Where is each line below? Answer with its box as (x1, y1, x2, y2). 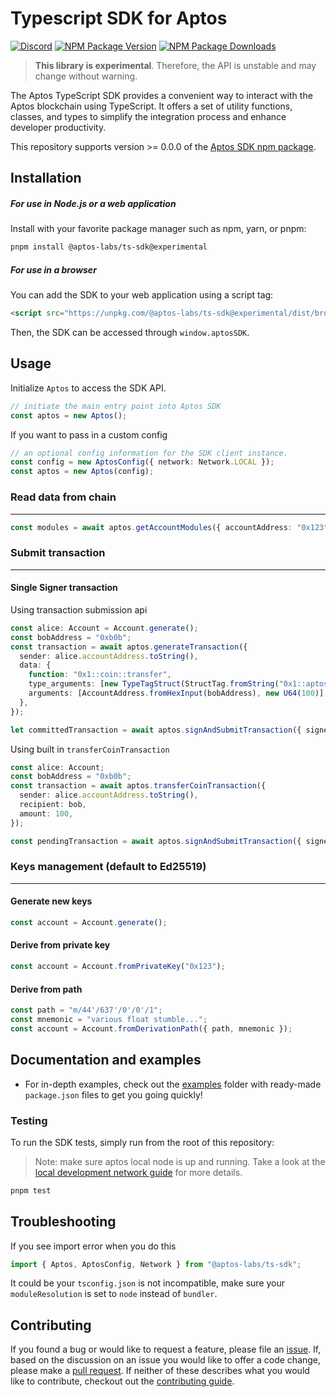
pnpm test (10, 1185, 52, 1196)
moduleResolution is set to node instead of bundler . (10, 1288, 218, 1300)
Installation (10, 170, 82, 187)
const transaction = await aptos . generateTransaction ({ (10, 642, 248, 652)
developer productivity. (10, 121, 107, 133)
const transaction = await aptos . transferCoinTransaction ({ (10, 781, 267, 791)
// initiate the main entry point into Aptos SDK (10, 401, 222, 411)
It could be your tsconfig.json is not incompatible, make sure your (10, 1277, 286, 1289)
